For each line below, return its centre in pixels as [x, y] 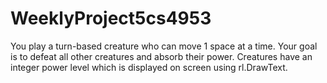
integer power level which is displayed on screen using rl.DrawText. [149, 67]
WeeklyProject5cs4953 [111, 18]
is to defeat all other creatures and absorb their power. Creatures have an [161, 56]
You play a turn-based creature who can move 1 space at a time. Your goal [164, 46]
